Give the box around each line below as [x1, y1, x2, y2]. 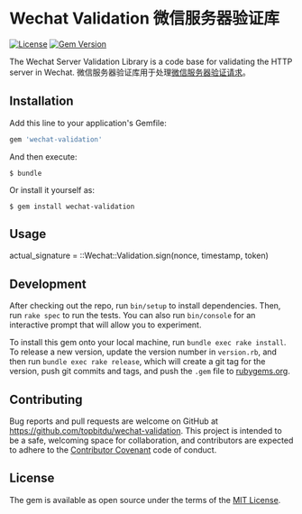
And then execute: [9, 151, 78, 162]
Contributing [9, 391, 83, 407]
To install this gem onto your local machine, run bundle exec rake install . [9, 337, 287, 348]
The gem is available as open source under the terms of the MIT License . [9, 494, 281, 505]
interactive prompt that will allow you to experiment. [9, 319, 202, 330]
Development [9, 276, 87, 291]
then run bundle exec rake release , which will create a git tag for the [9, 356, 266, 367]
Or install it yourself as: [9, 184, 95, 195]
